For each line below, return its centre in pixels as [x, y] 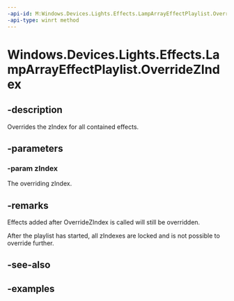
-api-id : [20, 14]
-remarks [28, 205]
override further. [31, 243]
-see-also [29, 265]
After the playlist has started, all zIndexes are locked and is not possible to [114, 236]
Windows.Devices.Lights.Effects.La [114, 55]
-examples [31, 289]
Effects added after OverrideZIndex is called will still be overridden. [104, 222]
